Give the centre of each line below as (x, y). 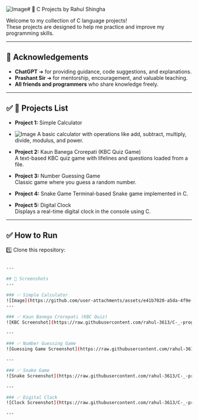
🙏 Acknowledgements (47, 57)
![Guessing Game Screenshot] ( (43, 349)
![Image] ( (18, 301)
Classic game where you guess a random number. (75, 182)
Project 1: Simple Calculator (48, 122)
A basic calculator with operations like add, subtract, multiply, (112, 134)
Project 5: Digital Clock (43, 205)
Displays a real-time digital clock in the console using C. (83, 211)
